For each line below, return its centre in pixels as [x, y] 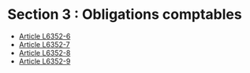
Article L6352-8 [45, 53]
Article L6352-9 [45, 61]
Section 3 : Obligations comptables [125, 15]
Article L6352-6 [45, 36]
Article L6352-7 [44, 44]
